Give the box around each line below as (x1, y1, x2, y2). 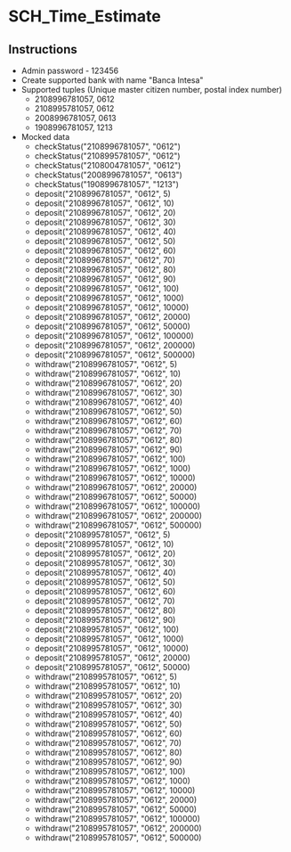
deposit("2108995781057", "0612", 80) (34, 605, 176, 616)
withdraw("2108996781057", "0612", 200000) (34, 511, 202, 520)
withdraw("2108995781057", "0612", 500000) (34, 832, 202, 843)
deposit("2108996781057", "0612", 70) (34, 255, 175, 265)
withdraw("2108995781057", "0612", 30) (34, 700, 183, 710)
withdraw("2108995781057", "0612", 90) (34, 757, 183, 767)
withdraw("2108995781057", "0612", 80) (34, 747, 183, 758)
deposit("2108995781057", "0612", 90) (34, 615, 176, 625)
